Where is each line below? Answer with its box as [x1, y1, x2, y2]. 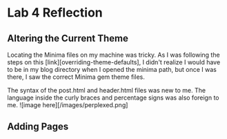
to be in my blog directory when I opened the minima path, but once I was [7, 66, 217, 73]
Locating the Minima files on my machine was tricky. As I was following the [7, 50, 220, 59]
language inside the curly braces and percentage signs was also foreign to [7, 93, 219, 102]
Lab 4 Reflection [7, 5, 103, 21]
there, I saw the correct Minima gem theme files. [7, 73, 145, 81]
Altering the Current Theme [7, 33, 129, 44]
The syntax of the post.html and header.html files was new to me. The [7, 86, 206, 94]
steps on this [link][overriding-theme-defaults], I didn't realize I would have [7, 58, 221, 66]
